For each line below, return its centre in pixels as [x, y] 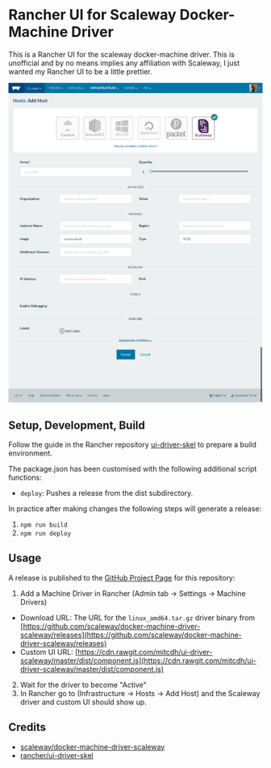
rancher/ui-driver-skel [57, 755]
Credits [27, 727]
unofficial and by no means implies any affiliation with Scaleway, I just [124, 63]
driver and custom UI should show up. [83, 702]
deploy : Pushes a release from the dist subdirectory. [106, 493]
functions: [25, 477]
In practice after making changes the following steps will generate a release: [135, 508]
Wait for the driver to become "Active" [83, 685]
